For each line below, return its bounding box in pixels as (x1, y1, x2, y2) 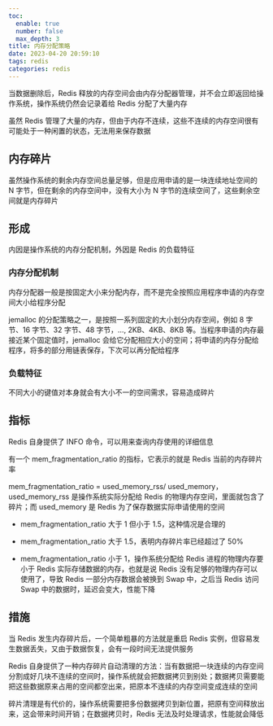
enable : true (15, 20, 60, 28)
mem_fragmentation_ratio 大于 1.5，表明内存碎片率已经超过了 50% (19, 536, 244, 546)
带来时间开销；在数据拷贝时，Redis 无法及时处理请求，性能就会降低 (36, 709, 264, 719)
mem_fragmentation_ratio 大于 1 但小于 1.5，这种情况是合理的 (19, 518, 226, 529)
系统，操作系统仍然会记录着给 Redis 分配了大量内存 (15, 98, 188, 108)
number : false (15, 27, 63, 35)
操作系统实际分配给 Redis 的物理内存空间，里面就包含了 (78, 492, 265, 501)
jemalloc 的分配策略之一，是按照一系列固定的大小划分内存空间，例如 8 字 (8, 314, 253, 324)
